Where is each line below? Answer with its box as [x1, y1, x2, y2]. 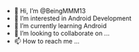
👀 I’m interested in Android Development [13, 14, 132, 22]
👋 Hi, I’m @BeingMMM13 [13, 7, 86, 15]
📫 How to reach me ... [13, 37, 80, 45]
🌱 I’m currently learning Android [13, 22, 107, 30]
